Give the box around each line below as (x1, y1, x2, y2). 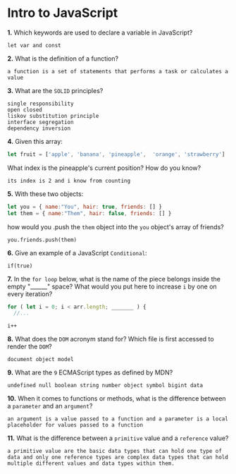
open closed (7, 106, 42, 114)
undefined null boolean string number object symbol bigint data (7, 382, 203, 389)
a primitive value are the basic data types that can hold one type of (7, 448, 222, 455)
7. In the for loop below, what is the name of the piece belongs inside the (7, 274, 221, 283)
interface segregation (7, 119, 74, 126)
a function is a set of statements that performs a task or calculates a (7, 68, 229, 75)
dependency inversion (7, 125, 71, 132)
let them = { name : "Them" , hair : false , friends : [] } (7, 209, 172, 217)
